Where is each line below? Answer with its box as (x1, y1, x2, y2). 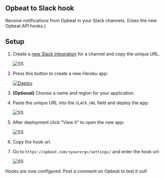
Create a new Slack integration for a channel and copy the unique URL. (12, 50, 160, 57)
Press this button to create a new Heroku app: (12, 70, 108, 76)
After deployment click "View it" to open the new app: (12, 119, 125, 125)
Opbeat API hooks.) (5, 23, 46, 29)
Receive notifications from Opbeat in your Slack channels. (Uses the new (5, 17, 157, 23)
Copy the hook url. (12, 139, 51, 145)
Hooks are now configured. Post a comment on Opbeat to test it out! (5, 168, 147, 174)
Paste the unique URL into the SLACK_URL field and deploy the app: (12, 99, 149, 105)
